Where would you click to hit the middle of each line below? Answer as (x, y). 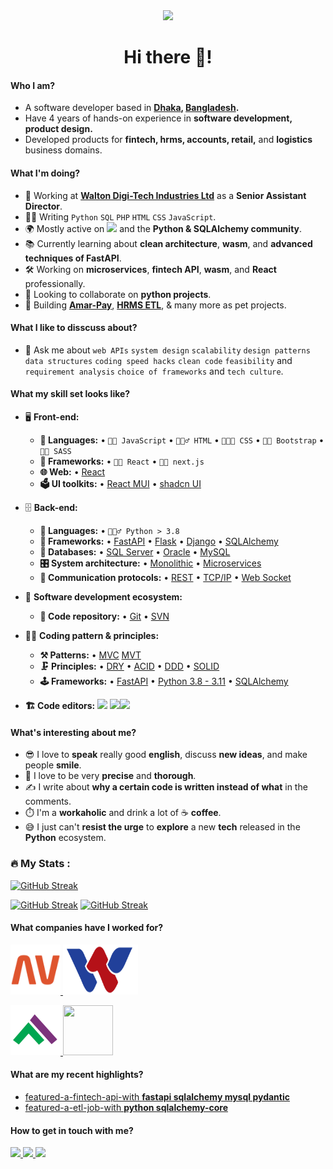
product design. (58, 129)
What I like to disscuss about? (74, 328)
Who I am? (33, 85)
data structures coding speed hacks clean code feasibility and (158, 360)
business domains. (63, 150)
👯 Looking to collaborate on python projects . (118, 294)
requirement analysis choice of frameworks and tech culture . (154, 371)
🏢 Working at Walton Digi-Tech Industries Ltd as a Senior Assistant (165, 195)
